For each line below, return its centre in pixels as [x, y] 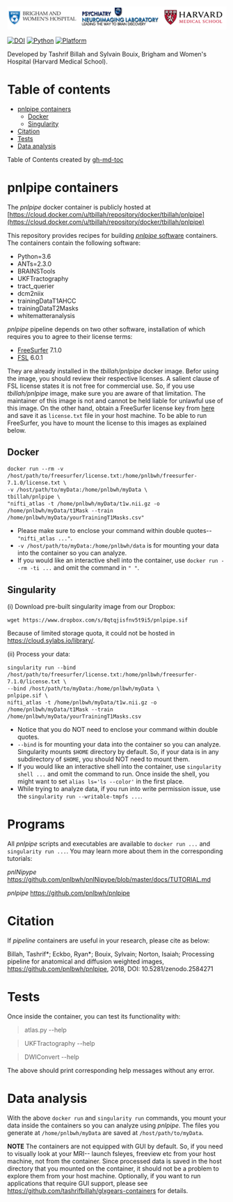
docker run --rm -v [35, 469]
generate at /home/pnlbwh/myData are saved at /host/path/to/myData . [105, 1132]
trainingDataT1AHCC [47, 301]
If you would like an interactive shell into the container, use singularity [119, 767]
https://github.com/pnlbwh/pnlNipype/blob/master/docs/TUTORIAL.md [109, 880]
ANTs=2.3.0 [34, 264]
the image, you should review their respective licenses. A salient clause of [113, 378]
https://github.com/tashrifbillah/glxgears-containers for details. [98, 1190]
